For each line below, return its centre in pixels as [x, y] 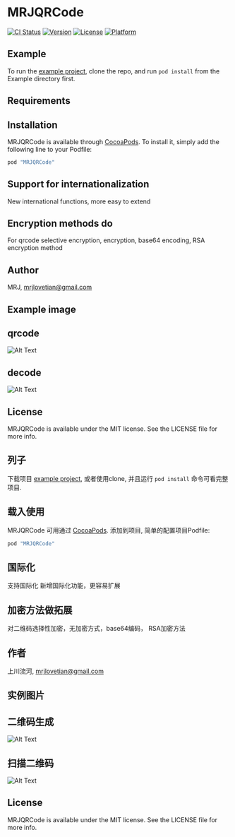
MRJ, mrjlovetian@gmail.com [50, 287]
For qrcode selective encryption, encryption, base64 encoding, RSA [106, 240]
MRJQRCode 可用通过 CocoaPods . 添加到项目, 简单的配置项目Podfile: [109, 530]
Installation [32, 125]
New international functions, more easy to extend [79, 201]
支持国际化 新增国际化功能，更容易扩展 [64, 586]
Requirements [39, 101]
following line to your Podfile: [50, 149]
